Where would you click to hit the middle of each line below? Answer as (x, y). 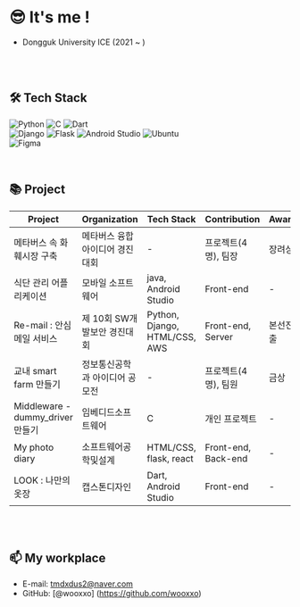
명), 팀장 (221, 255)
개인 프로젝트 (231, 419)
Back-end (226, 458)
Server (219, 337)
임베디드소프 (107, 412)
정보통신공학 (107, 364)
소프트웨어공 (107, 446)
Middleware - (42, 406)
